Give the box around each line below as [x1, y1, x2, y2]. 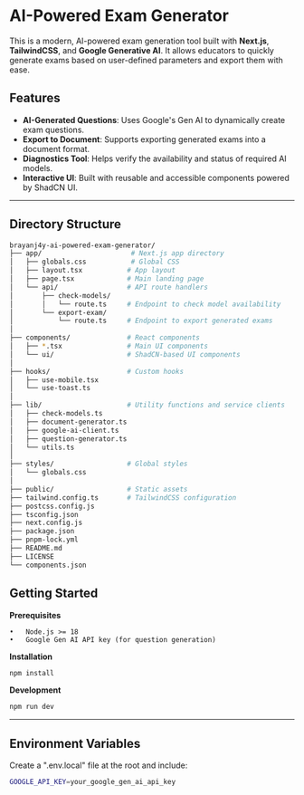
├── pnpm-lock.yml [9, 535, 79, 544]
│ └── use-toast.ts [9, 384, 91, 393]
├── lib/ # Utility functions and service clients [9, 400, 285, 410]
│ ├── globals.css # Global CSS [9, 257, 180, 267]
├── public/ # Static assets [9, 484, 188, 493]
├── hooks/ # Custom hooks [9, 367, 184, 376]
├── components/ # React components [9, 333, 201, 342]
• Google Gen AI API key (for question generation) [9, 635, 217, 644]
